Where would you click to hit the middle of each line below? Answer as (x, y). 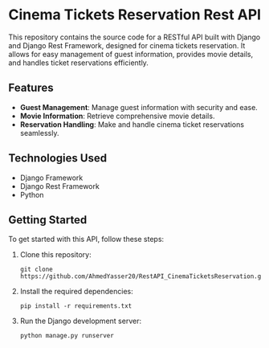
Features (31, 88)
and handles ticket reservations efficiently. (78, 63)
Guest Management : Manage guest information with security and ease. (139, 107)
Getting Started (48, 220)
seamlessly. (39, 133)
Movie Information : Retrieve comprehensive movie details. (117, 116)
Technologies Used (57, 158)
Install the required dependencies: (77, 292)
